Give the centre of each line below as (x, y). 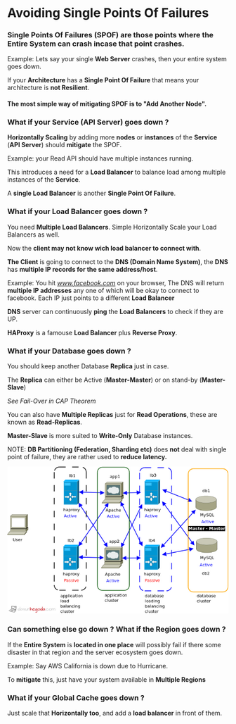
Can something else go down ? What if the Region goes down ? (117, 630)
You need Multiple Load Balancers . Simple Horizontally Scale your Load (112, 227)
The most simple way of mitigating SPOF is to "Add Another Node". (107, 104)
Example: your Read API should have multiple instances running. (100, 158)
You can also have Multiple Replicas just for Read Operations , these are (112, 414)
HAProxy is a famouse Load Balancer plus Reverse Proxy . (92, 332)
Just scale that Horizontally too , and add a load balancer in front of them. (115, 713)
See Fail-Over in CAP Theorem (52, 401)
